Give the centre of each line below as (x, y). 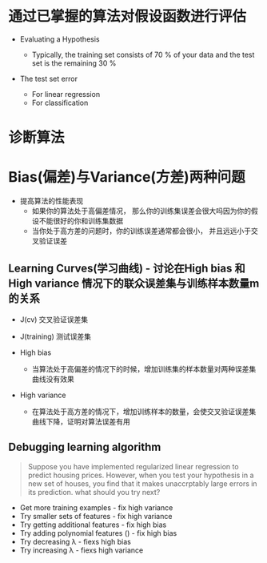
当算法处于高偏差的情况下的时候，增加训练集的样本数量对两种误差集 (144, 368)
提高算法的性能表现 (52, 201)
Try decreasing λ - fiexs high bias (76, 541)
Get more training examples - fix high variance (96, 507)
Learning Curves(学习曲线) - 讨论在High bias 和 (127, 269)
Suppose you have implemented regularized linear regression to (133, 466)
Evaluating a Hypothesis (60, 39)
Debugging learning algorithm (85, 447)
